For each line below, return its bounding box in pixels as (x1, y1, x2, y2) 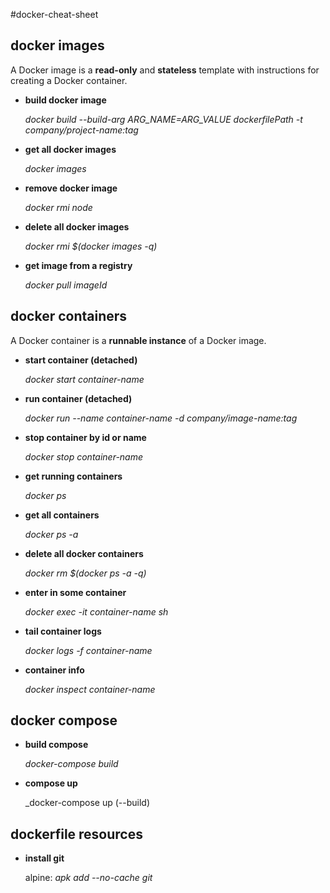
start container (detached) (24, 354, 138, 366)
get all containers (24, 509, 100, 521)
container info (24, 664, 85, 676)
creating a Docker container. (10, 74, 128, 86)
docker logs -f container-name (24, 644, 153, 656)
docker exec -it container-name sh (24, 605, 169, 618)
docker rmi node (24, 201, 93, 213)
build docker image (24, 94, 107, 106)
